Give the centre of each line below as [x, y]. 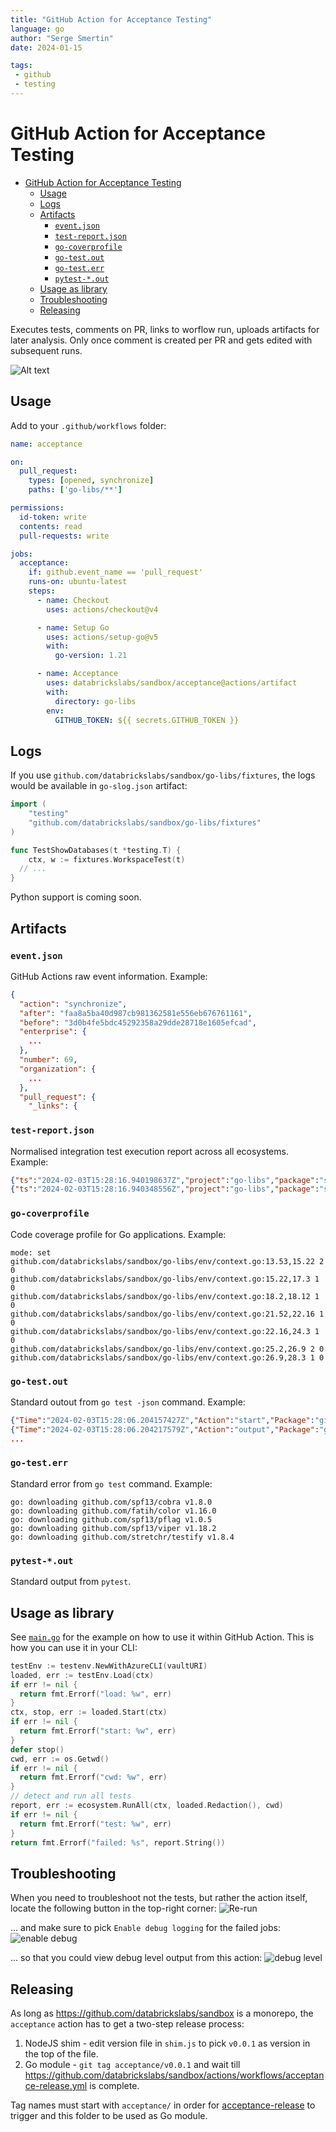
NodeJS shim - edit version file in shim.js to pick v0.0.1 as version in [167, 2043]
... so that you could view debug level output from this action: [136, 1958]
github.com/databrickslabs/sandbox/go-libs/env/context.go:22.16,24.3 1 [165, 1331]
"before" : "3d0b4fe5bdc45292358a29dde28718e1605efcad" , [138, 1022]
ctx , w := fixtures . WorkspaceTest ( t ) [107, 859]
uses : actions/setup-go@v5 [102, 637]
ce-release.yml [56, 2086]
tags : [21, 66]
